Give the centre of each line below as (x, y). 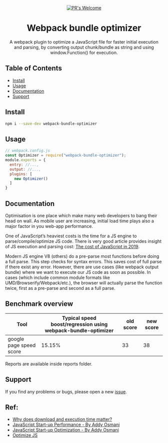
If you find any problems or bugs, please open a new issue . (66, 391)
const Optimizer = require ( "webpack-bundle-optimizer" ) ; (66, 155)
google (16, 339)
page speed (22, 345)
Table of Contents (34, 68)
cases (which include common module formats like (57, 277)
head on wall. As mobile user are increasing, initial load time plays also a (79, 221)
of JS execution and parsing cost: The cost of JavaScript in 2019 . (72, 246)
